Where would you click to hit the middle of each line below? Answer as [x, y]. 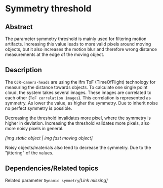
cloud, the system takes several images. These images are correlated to [78, 93]
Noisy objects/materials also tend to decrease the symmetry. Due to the [78, 147]
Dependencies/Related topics [52, 168]
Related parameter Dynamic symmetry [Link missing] [56, 180]
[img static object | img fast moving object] [49, 138]
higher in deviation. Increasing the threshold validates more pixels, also [77, 123]
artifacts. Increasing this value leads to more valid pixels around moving [78, 44]
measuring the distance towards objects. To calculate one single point [76, 87]
